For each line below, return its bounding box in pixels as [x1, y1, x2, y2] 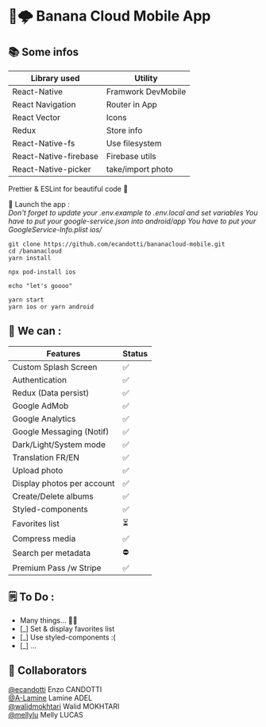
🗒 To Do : [8, 590, 55, 604]
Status [122, 348, 148, 359]
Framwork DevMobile [106, 86, 187, 97]
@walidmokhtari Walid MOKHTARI [8, 702, 120, 711]
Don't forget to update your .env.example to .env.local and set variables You [8, 208, 258, 217]
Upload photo [12, 465, 64, 476]
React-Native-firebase [12, 151, 99, 161]
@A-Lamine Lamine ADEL [8, 694, 93, 703]
